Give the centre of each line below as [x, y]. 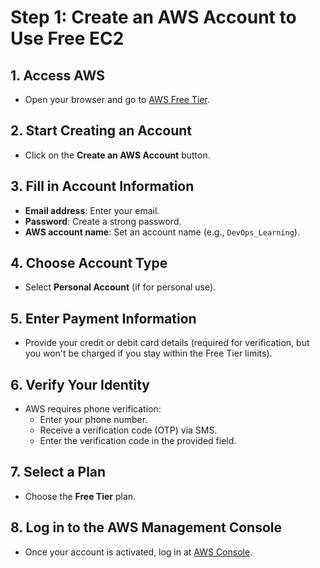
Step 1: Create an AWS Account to [153, 17]
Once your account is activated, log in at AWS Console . [138, 552]
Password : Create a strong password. [103, 221]
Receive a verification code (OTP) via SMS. [128, 430]
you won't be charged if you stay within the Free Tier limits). [148, 353]
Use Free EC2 [67, 38]
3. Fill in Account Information [102, 186]
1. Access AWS [57, 75]
